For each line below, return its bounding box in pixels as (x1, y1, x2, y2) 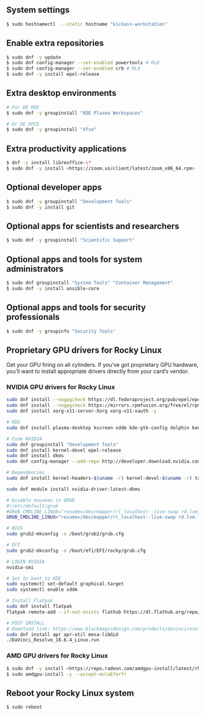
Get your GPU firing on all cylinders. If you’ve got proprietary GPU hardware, (6, 361, 199, 369)
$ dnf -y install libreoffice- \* (6, 160, 92, 166)
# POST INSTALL (6, 620, 45, 626)
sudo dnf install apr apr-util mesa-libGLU (6, 631, 119, 637)
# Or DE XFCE (6, 121, 40, 127)
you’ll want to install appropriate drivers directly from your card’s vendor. (6, 367, 189, 375)
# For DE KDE (6, 104, 40, 110)
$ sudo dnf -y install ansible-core (6, 285, 99, 292)
